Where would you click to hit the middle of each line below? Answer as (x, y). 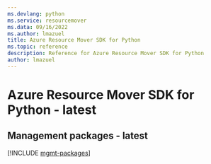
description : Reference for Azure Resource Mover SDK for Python (105, 54)
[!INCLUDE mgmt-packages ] (49, 153)
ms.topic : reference (38, 47)
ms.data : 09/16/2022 (38, 27)
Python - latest (52, 110)
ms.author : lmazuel (36, 34)
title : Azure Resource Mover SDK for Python (74, 40)
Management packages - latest (78, 136)
